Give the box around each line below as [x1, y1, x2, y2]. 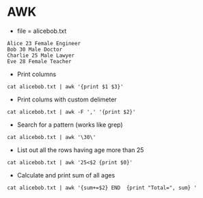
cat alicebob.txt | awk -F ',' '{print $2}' [7, 108, 136, 115]
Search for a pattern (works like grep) [16, 121, 123, 129]
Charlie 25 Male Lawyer [7, 52, 75, 59]
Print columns [16, 70, 57, 78]
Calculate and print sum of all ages [16, 171, 116, 179]
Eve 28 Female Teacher [7, 58, 72, 65]
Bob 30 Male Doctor [7, 46, 63, 53]
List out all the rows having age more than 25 [16, 145, 144, 154]
